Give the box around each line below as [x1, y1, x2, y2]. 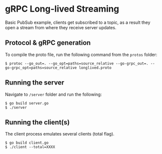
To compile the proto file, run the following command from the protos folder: [5, 51, 158, 57]
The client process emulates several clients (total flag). [5, 131, 115, 137]
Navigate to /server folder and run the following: [5, 91, 102, 97]
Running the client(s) [5, 118, 70, 126]
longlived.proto [79, 65, 112, 70]
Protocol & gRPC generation [5, 39, 91, 47]
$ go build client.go [5, 140, 49, 145]
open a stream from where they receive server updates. [5, 24, 116, 30]
